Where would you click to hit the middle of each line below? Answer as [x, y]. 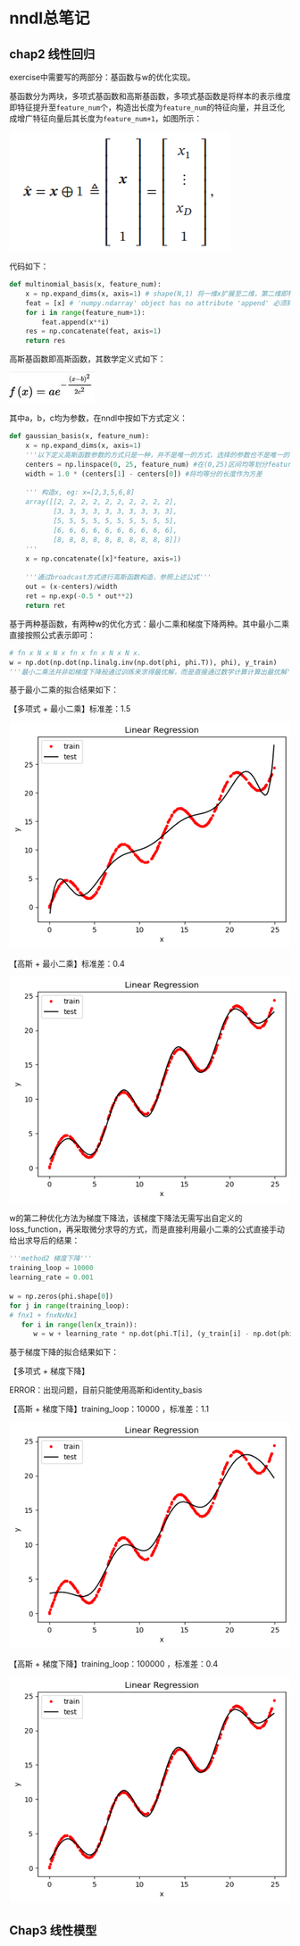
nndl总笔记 [50, 18]
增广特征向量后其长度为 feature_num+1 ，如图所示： [109, 118]
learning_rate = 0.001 [51, 1277]
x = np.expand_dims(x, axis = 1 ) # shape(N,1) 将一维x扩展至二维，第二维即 [157, 294]
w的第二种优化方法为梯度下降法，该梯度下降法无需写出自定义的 [126, 1218]
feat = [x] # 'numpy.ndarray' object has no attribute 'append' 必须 [156, 303]
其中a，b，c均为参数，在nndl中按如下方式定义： [98, 418]
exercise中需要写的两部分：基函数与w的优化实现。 [102, 77]
